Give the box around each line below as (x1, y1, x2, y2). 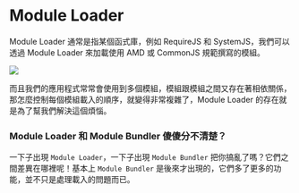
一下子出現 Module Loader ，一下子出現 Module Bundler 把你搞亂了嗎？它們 (9, 152, 282, 163)
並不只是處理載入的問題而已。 (24, 174, 135, 185)
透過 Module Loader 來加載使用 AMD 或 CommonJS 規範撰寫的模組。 (9, 46, 266, 58)
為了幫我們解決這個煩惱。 (16, 105, 112, 116)
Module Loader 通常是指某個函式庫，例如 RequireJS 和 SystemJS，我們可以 (9, 36, 290, 46)
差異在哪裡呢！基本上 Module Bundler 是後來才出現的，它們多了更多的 (16, 163, 275, 174)
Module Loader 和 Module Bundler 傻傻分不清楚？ (9, 130, 227, 142)
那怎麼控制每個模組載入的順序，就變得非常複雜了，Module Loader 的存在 (9, 94, 279, 105)
